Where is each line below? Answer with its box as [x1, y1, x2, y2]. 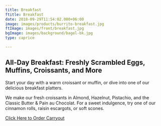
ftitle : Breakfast [5, 12, 44, 17]
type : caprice [5, 36, 35, 41]
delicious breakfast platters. [5, 85, 63, 91]
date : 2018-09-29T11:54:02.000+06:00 [5, 17, 84, 22]
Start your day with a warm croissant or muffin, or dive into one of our [5, 79, 149, 85]
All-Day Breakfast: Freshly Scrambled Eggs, [5, 58, 145, 67]
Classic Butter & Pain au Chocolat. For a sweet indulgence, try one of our [5, 100, 156, 106]
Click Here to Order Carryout [5, 115, 65, 121]
